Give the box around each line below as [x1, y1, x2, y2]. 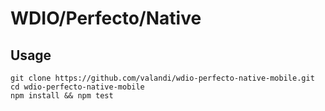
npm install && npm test [10, 91, 114, 101]
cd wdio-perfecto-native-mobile [10, 82, 145, 92]
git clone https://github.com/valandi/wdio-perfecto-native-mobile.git [10, 73, 315, 83]
